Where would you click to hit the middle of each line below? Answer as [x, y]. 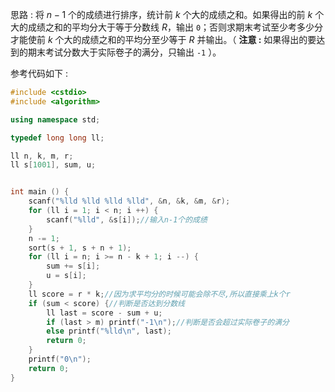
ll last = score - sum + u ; [104, 313]
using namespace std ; [55, 119]
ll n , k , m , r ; [42, 156]
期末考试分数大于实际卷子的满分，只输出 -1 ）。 [124, 52]
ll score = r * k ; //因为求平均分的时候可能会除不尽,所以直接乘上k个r [159, 294]
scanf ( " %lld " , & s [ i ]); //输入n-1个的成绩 [127, 219]
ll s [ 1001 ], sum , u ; [53, 165]
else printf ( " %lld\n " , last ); [109, 331]
